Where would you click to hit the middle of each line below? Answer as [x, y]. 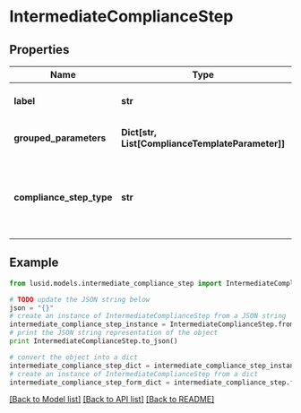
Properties [39, 50]
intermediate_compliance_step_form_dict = [90, 383]
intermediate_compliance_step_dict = [80, 366]
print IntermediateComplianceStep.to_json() [94, 341]
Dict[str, [138, 132]
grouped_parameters [60, 138]
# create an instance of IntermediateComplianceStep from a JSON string [148, 316]
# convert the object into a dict [74, 357]
